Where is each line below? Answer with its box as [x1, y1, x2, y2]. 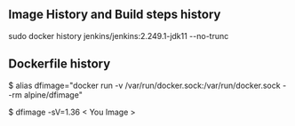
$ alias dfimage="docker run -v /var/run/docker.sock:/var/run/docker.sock [8, 80, 281, 91]
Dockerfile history [8, 57, 111, 72]
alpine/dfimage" [24, 89, 84, 100]
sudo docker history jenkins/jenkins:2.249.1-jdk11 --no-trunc [8, 30, 229, 41]
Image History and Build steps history [8, 7, 221, 22]
